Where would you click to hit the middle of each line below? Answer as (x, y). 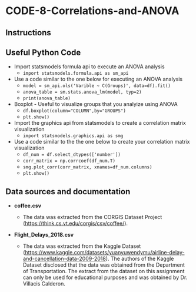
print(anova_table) (47, 98)
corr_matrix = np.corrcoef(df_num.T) (69, 161)
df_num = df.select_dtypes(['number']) (72, 155)
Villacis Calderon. (44, 284)
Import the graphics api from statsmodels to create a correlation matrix (100, 123)
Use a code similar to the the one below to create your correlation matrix (102, 142)
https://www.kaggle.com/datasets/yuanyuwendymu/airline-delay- (105, 253)
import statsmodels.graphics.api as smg (73, 136)
